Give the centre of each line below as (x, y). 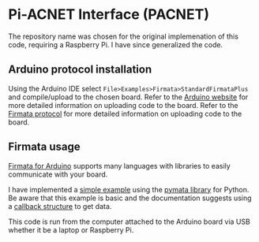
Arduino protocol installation (80, 70)
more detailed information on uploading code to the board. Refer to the (123, 105)
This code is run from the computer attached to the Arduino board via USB (129, 222)
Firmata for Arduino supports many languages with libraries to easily (119, 166)
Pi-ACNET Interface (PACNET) (109, 15)
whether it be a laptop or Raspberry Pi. (71, 229)
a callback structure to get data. (60, 206)
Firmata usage (44, 147)
